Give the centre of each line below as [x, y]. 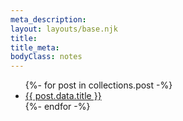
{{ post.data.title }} [63, 96]
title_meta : [35, 47]
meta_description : [48, 19]
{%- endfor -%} [57, 107]
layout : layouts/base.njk [64, 29]
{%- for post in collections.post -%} [98, 85]
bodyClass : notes [46, 57]
